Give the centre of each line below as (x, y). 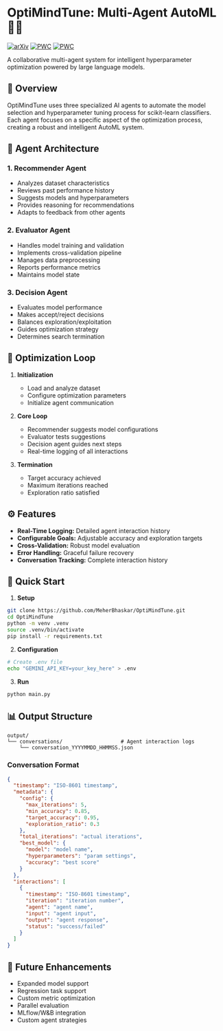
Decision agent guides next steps (74, 444)
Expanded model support (53, 984)
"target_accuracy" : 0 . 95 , (62, 817)
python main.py (29, 694)
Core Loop (32, 416)
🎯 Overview (32, 88)
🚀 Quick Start (36, 582)
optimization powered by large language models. (76, 67)
